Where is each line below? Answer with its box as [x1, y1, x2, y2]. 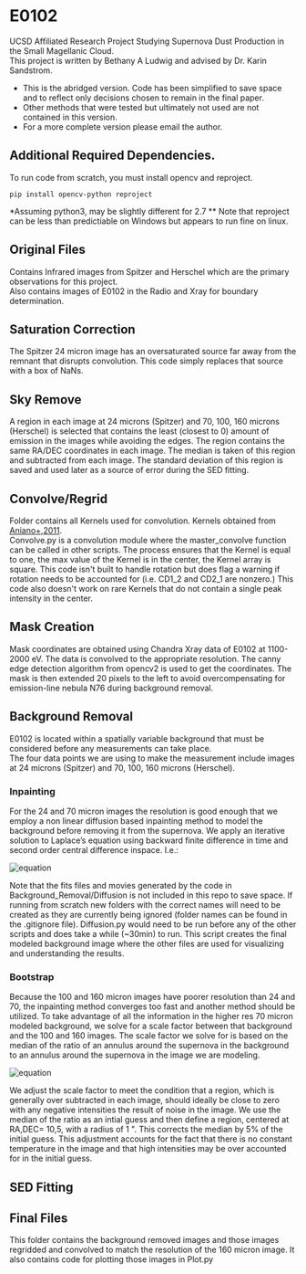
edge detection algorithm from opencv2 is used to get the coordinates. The [9, 663, 292, 674]
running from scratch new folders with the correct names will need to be [9, 899, 280, 910]
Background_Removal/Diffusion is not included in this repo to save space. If [9, 890, 293, 900]
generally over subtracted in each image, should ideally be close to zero [9, 1095, 280, 1106]
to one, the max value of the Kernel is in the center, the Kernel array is [9, 554, 271, 564]
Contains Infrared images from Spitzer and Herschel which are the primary [9, 266, 290, 277]
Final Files [9, 1211, 68, 1226]
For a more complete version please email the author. [22, 121, 223, 132]
